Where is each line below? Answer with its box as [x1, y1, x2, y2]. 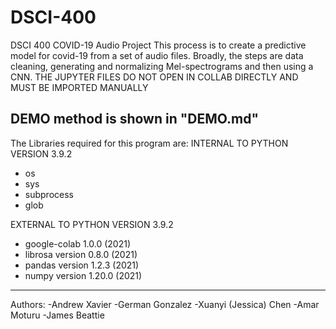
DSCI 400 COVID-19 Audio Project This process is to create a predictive [10, 39, 307, 51]
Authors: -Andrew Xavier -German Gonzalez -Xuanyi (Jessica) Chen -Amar [10, 298, 320, 310]
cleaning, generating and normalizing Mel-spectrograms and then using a [10, 60, 314, 72]
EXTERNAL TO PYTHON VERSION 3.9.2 [10, 218, 174, 230]
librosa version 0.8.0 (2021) [24, 248, 138, 260]
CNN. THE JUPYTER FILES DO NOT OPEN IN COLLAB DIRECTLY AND [10, 71, 299, 83]
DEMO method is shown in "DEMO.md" [10, 111, 260, 128]
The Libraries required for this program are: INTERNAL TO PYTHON [10, 137, 289, 149]
